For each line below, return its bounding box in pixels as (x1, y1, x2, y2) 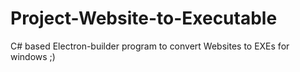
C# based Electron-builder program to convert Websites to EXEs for (10, 40, 290, 52)
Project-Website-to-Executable (10, 7, 278, 30)
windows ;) (10, 50, 56, 62)
